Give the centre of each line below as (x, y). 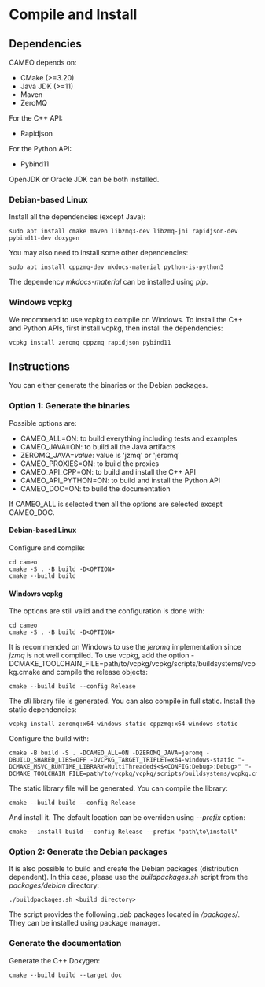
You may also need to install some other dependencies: (99, 253)
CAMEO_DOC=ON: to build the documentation (95, 488)
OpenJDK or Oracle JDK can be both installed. (84, 179)
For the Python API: (40, 149)
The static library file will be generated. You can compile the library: (118, 788)
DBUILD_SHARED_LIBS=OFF (48, 760)
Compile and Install (73, 15)
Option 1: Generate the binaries (70, 406)
